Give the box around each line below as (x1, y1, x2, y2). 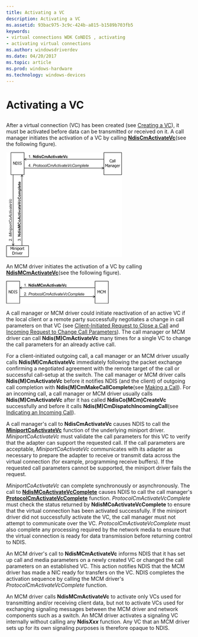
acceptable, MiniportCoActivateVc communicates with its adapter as (6, 445, 173, 452)
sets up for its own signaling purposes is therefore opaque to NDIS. (6, 624, 170, 631)
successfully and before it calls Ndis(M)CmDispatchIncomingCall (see (6, 402, 178, 409)
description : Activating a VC (6, 15, 81, 22)
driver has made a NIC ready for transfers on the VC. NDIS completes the (6, 568, 184, 576)
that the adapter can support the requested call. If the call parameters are (6, 439, 185, 446)
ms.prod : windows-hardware (6, 66, 73, 72)
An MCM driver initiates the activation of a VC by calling (6, 263, 142, 270)
